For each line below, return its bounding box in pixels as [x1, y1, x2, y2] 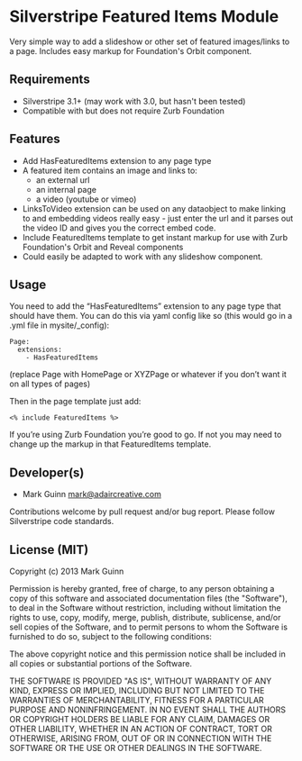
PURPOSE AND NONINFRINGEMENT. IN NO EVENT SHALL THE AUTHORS [9, 704, 287, 715]
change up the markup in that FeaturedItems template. [9, 439, 212, 449]
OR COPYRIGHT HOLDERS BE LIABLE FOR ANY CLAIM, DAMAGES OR [9, 714, 270, 724]
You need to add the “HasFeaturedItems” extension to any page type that [9, 301, 281, 312]
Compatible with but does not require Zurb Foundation [22, 105, 225, 116]
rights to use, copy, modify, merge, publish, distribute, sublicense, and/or [9, 612, 281, 622]
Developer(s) [9, 465, 85, 480]
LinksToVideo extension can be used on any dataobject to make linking [22, 203, 287, 213]
